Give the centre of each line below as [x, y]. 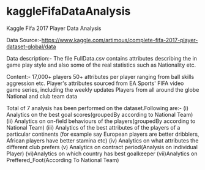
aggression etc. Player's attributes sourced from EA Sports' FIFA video [95, 83]
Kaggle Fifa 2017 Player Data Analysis [54, 28]
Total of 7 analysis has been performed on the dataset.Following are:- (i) [97, 108]
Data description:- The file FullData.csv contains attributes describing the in [102, 58]
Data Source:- [24, 40]
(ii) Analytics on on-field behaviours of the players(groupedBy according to [101, 121]
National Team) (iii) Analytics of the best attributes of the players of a [93, 127]
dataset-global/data [31, 46]
